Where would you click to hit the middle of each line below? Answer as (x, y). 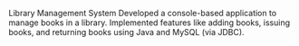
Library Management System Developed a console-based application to (143, 13)
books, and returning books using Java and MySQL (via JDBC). (127, 32)
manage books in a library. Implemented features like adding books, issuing (149, 23)
